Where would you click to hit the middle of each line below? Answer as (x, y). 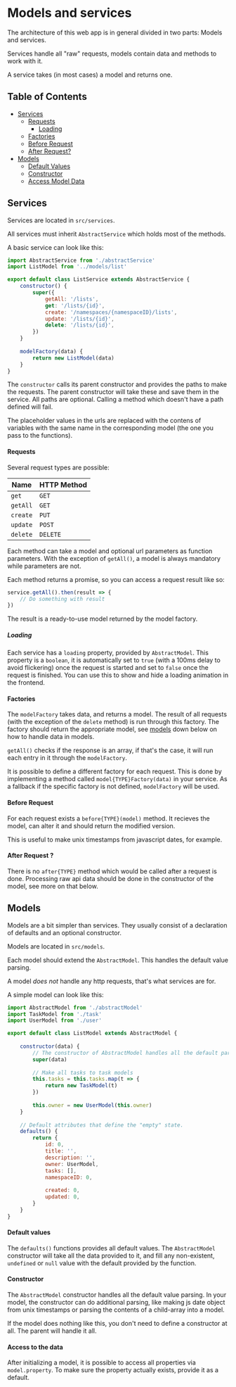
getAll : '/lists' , (72, 299)
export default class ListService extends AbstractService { (99, 279)
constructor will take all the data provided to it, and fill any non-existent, (111, 1255)
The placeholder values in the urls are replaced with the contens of (104, 421)
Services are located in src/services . (61, 220)
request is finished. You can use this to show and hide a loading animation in (118, 675)
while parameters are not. (45, 566)
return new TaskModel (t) (81, 1086)
